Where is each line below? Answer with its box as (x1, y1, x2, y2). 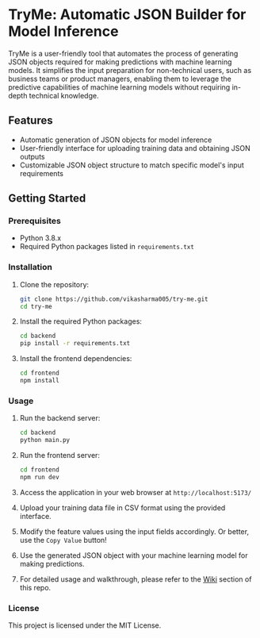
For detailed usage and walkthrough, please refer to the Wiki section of (19, 574, 252, 584)
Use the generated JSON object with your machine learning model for (19, 550, 248, 560)
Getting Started (8, 192, 86, 206)
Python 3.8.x (19, 233, 62, 243)
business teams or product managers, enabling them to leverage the (8, 74, 231, 83)
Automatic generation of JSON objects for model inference (19, 135, 212, 144)
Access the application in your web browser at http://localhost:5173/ (19, 487, 252, 497)
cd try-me (19, 302, 53, 310)
